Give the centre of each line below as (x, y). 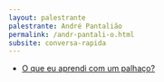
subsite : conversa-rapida (57, 43)
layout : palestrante (48, 18)
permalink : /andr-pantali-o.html (72, 34)
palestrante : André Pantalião (66, 26)
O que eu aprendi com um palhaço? (88, 68)
